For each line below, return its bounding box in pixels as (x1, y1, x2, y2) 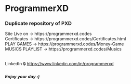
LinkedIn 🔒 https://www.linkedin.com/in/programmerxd (5, 61, 114, 67)
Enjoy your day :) (5, 74, 40, 80)
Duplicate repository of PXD (5, 20, 72, 27)
